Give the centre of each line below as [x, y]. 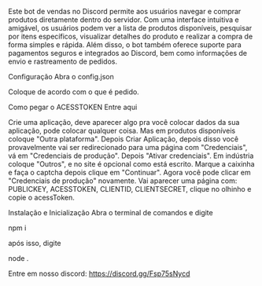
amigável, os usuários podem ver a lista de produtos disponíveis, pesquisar [130, 28]
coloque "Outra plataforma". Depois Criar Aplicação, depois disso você [123, 139]
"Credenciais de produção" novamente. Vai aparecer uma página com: [123, 181]
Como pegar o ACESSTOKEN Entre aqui [73, 107]
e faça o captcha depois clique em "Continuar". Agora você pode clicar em [130, 172]
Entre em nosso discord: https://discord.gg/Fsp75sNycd [99, 273]
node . [18, 258]
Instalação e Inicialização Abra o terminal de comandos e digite [111, 213]
